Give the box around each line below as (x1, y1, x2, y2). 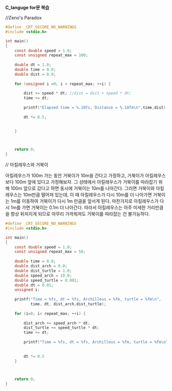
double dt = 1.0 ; (14, 62, 52, 67)
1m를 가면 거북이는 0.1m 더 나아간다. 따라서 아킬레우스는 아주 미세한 (10, 204, 146, 211)
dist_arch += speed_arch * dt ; (24, 320, 91, 326)
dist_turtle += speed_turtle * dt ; (24, 325, 100, 331)
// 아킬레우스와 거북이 (5, 162, 49, 168)
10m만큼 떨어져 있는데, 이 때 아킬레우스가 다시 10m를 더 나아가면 (23, 192, 152, 198)
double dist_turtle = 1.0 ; (14, 268, 72, 273)
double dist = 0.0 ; (14, 72, 56, 77)
